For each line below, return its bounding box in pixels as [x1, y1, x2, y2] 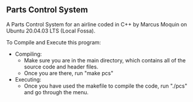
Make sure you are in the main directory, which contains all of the [23, 56, 186, 64]
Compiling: [14, 50, 42, 58]
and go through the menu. [23, 88, 89, 95]
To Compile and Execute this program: [6, 38, 101, 46]
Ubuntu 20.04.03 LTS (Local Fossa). [6, 27, 96, 34]
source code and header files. [23, 63, 99, 70]
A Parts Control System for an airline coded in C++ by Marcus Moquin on [6, 20, 188, 28]
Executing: [14, 76, 41, 83]
